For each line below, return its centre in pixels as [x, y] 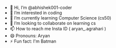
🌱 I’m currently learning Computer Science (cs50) [60, 18]
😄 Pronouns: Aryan [30, 36]
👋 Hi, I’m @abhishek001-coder [41, 8]
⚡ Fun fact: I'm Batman [33, 41]
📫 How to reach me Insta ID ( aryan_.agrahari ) [58, 29]
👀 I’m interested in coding [36, 13]
